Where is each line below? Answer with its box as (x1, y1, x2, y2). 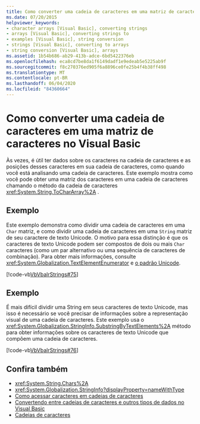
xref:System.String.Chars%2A (14, 380, 89, 387)
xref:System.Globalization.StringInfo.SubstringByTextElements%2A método (6, 322, 191, 330)
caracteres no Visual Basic (6, 137, 141, 150)
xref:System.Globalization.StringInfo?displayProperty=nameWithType (14, 386, 185, 393)
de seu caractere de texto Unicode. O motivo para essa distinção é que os (6, 234, 189, 241)
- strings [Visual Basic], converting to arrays (6, 42, 129, 48)
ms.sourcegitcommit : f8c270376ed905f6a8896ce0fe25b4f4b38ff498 (6, 64, 167, 70)
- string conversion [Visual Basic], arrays (6, 48, 118, 54)
